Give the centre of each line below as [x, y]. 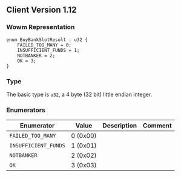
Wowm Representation [41, 27]
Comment [157, 126]
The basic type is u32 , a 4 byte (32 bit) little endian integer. [79, 94]
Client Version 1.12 [41, 10]
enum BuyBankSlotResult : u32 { [47, 40]
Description [120, 126]
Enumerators [26, 110]
